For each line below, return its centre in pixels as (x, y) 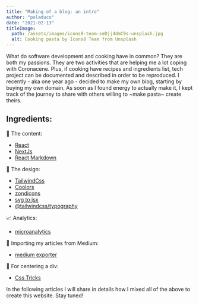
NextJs (23, 151)
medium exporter (36, 254)
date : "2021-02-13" (30, 23)
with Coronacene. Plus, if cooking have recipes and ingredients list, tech (94, 69)
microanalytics (33, 231)
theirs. (14, 100)
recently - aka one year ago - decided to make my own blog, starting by (94, 81)
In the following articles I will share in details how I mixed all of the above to (98, 289)
